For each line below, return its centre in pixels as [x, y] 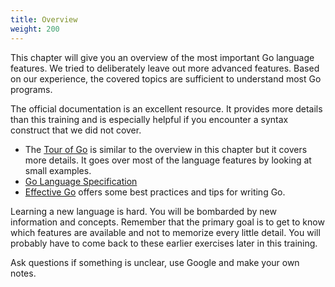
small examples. [58, 170]
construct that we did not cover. [76, 130]
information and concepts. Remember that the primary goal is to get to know [167, 222]
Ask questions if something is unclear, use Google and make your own [155, 262]
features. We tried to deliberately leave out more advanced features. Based [165, 68]
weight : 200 [35, 29]
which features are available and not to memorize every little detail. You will [165, 232]
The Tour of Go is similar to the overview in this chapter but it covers [166, 149]
